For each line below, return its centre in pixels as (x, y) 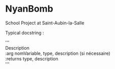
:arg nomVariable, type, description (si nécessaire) (58, 53)
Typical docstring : (25, 32)
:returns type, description (32, 58)
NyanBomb (29, 9)
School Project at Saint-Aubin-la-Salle (45, 23)
